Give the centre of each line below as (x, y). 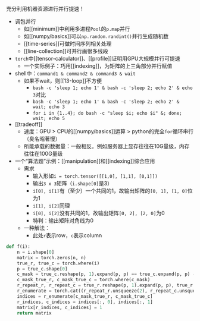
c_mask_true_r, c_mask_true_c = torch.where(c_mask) (84, 280)
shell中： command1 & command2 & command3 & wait (75, 73)
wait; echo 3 (49, 107)
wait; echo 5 (49, 118)
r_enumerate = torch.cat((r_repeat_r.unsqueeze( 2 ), (82, 291)
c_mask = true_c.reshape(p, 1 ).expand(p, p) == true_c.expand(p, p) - (106, 274)
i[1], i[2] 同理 (51, 206)
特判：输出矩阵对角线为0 (63, 221)
